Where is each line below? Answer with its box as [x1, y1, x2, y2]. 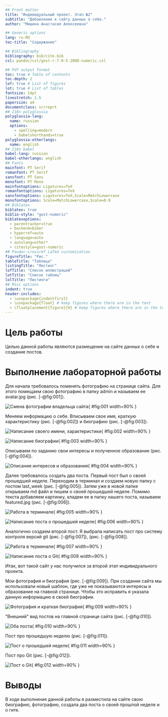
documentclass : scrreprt [5, 104, 57, 109]
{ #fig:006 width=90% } [94, 518, 144, 525]
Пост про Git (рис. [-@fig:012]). [5, 652, 71, 658]
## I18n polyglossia [5, 109, 48, 114]
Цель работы [5, 327, 63, 338]
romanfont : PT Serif [5, 170, 48, 175]
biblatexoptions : [5, 216, 41, 221]
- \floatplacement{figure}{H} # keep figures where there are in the [9, 305, 157, 310]
